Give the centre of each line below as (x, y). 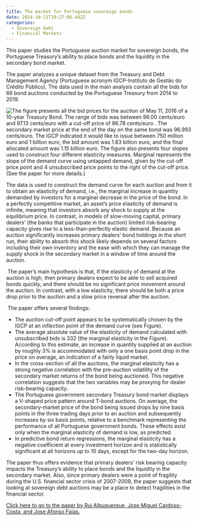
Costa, (14, 512)
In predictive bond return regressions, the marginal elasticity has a (95, 439)
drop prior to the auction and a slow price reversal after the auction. (88, 297)
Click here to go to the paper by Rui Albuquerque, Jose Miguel (82, 506)
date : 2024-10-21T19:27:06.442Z (46, 17)
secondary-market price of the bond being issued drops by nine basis (99, 407)
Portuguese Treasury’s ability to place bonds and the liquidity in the (88, 57)
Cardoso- (170, 506)
